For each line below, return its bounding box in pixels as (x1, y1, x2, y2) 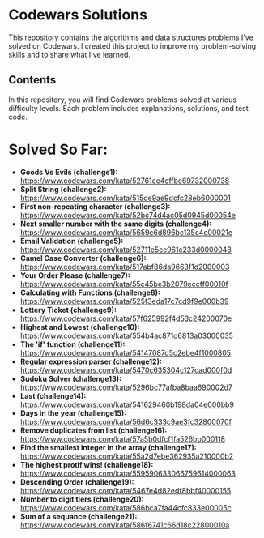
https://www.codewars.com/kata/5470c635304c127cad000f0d (19, 365, 232, 374)
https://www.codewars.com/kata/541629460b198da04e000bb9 (19, 399, 235, 409)
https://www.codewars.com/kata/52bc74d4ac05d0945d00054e (19, 210, 236, 220)
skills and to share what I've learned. (8, 49, 131, 59)
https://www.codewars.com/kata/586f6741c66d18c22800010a (19, 520, 230, 530)
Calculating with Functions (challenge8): (19, 288, 160, 297)
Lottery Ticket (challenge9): (19, 305, 117, 314)
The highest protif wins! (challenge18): (19, 459, 154, 469)
